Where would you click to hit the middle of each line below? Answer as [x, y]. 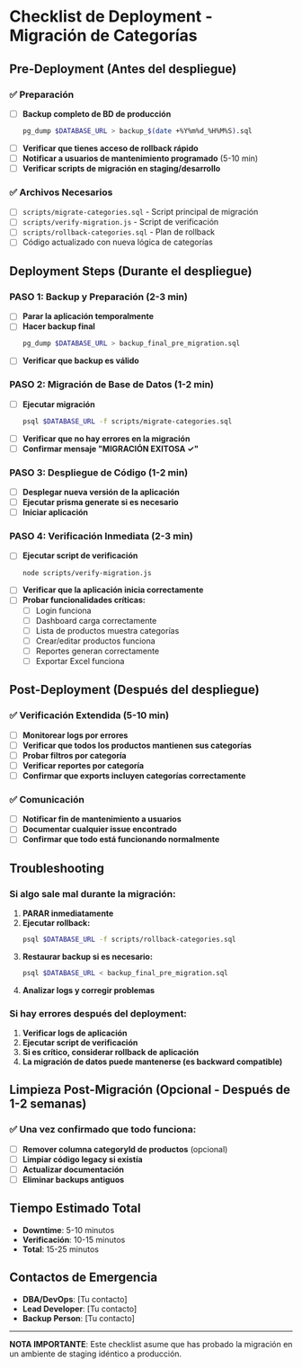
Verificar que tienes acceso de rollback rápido [111, 148]
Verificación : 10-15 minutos [74, 1239]
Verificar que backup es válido [80, 360]
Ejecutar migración [59, 404]
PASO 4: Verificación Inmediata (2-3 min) [101, 537]
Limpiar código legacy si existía [82, 1159]
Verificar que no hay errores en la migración [106, 439]
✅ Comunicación [47, 799]
